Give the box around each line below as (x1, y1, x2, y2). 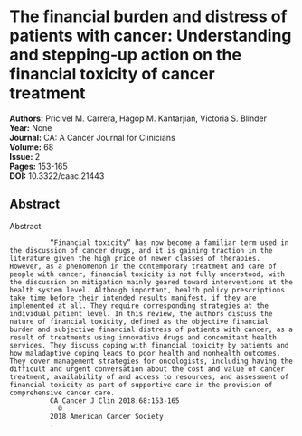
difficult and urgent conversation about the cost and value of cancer (9, 364, 285, 374)
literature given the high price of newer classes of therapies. (9, 254, 260, 263)
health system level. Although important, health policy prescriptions (9, 285, 285, 294)
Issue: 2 (9, 151, 41, 162)
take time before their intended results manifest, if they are (9, 293, 257, 302)
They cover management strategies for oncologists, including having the (9, 357, 294, 366)
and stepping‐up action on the (9, 45, 242, 65)
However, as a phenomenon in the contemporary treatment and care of (9, 262, 278, 271)
